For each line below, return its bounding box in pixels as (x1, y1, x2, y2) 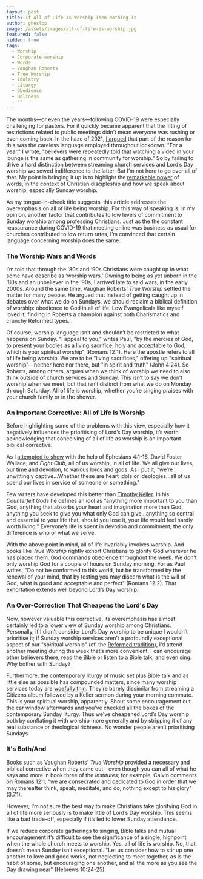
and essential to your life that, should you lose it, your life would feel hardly (6, 516, 193, 524)
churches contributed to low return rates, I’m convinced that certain (6, 230, 175, 237)
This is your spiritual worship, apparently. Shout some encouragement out (6, 697, 191, 705)
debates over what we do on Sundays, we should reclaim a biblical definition (6, 297, 198, 305)
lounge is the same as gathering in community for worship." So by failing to (6, 154, 194, 161)
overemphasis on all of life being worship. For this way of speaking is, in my (6, 204, 195, 212)
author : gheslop (6, 20, 47, 26)
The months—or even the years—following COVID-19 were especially (6, 116, 180, 123)
